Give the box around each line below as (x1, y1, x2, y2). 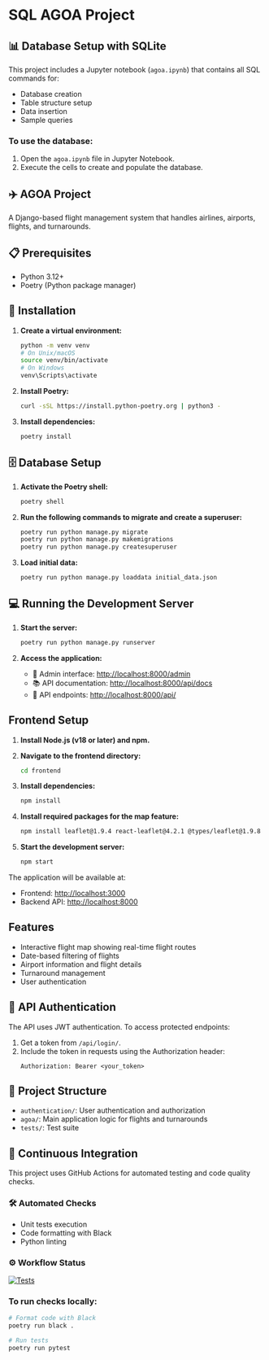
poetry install (20, 432, 72, 440)
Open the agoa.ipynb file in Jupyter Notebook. (20, 154, 175, 164)
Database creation (20, 90, 83, 98)
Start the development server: (20, 842, 125, 852)
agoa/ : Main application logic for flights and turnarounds (20, 1114, 208, 1124)
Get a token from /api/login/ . (20, 1038, 121, 1047)
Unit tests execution (20, 1219, 88, 1229)
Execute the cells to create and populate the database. (20, 163, 203, 173)
